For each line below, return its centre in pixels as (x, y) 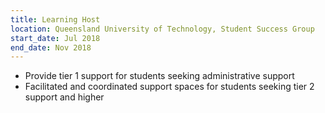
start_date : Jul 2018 (55, 38)
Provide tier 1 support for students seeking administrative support (159, 76)
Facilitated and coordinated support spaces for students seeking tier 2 (169, 87)
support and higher (64, 97)
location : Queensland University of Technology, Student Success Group (162, 29)
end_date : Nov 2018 (51, 47)
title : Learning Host (55, 19)
